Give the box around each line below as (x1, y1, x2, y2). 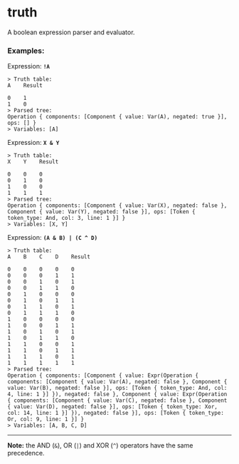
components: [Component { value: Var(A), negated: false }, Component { (7, 378, 228, 385)
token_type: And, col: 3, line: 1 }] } (7, 215, 126, 222)
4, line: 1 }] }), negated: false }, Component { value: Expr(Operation (7, 390, 228, 398)
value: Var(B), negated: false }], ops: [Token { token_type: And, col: (7, 385, 228, 392)
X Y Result (7, 158, 59, 166)
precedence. (7, 449, 45, 458)
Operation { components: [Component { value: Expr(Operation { (7, 372, 199, 379)
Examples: (7, 46, 45, 56)
